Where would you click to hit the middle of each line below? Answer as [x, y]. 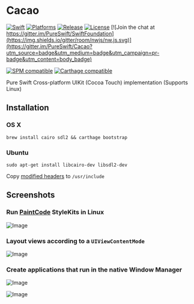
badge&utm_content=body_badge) [49, 59]
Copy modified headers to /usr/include [56, 176]
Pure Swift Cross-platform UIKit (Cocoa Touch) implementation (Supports [97, 82]
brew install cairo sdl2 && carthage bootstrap [67, 137]
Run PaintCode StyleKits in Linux [55, 212]
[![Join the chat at [133, 27]
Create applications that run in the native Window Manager [94, 270]
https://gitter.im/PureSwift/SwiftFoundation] [60, 33]
